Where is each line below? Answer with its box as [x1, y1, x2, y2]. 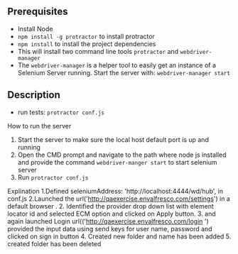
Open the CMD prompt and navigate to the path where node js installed [17, 150, 227, 159]
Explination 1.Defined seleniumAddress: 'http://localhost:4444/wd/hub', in [7, 187, 224, 195]
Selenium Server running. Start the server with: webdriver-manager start [17, 68, 231, 77]
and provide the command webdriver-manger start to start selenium [17, 158, 218, 166]
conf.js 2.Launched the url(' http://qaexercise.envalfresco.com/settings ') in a [7, 194, 231, 203]
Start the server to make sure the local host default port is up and [17, 135, 210, 144]
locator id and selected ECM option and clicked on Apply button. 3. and [7, 209, 217, 218]
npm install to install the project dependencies [17, 39, 156, 48]
